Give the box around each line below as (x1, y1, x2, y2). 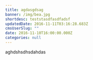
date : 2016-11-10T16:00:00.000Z (5, 30, 72, 35)
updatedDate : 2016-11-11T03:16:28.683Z (5, 21, 88, 26)
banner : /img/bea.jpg (5, 12, 50, 17)
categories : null (5, 35, 41, 40)
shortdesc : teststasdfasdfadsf (5, 16, 70, 21)
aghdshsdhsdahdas (5, 48, 46, 55)
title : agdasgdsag (5, 7, 43, 12)
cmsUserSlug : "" (5, 26, 39, 31)
